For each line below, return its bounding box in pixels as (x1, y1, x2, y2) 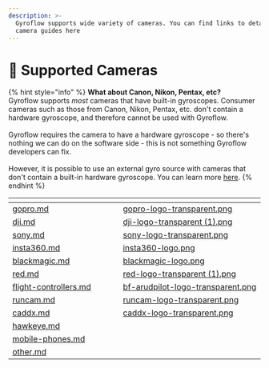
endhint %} (8, 181, 46, 190)
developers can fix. (8, 147, 72, 157)
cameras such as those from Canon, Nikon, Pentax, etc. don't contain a (8, 105, 244, 114)
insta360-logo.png (122, 242, 195, 254)
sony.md (12, 230, 46, 241)
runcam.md (12, 294, 56, 306)
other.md (12, 346, 46, 358)
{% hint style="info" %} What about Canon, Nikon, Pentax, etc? (8, 87, 222, 97)
